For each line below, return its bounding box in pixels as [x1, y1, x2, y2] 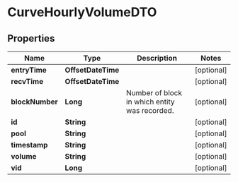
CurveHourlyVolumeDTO [7, 4, 157, 20]
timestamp [11, 140, 48, 150]
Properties [7, 32, 55, 44]
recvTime [11, 77, 44, 86]
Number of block [126, 88, 183, 97]
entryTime [11, 65, 47, 75]
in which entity [126, 97, 175, 107]
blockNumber [11, 97, 58, 107]
